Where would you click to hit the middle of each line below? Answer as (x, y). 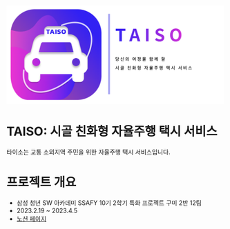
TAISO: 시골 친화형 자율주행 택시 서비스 (112, 131)
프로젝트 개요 (41, 182)
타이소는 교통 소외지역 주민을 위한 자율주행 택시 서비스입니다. (88, 152)
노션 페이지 (31, 219)
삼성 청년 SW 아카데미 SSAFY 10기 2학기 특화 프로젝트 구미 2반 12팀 (109, 203)
